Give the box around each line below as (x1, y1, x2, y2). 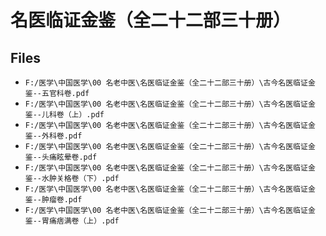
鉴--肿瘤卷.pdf (24, 195, 83, 205)
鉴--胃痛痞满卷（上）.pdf (24, 216, 120, 226)
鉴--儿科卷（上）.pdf (24, 110, 105, 120)
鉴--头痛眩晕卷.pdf (24, 152, 98, 162)
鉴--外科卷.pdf (24, 131, 83, 141)
